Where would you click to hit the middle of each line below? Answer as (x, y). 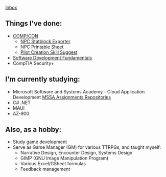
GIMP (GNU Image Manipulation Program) (64, 158)
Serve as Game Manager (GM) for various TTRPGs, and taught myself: (87, 147)
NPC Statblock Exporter (45, 41)
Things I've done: (34, 23)
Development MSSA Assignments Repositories (62, 97)
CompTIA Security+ (33, 63)
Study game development (40, 142)
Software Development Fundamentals (52, 57)
